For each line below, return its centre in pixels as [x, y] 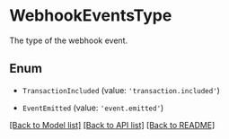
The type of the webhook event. [69, 40]
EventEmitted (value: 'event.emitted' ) [93, 108]
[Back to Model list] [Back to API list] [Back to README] [112, 125]
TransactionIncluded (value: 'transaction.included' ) [121, 90]
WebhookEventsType [91, 16]
